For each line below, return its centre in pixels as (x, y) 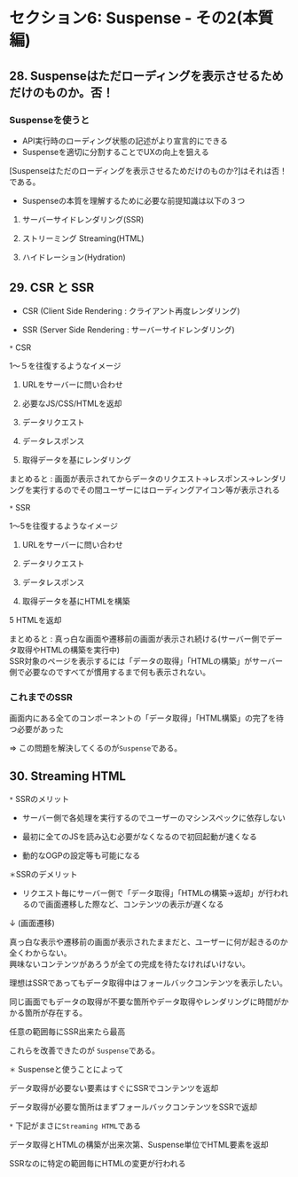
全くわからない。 (40, 953)
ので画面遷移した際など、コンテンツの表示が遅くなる (127, 904)
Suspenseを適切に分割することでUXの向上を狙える (116, 152)
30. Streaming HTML (68, 776)
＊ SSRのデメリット (43, 874)
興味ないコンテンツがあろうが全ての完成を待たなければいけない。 (129, 963)
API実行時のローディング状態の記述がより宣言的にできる (125, 140)
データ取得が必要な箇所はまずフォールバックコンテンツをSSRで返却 (133, 1107)
